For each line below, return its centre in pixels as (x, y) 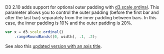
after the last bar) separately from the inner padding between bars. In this (81, 18)
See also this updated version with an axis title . (53, 46)
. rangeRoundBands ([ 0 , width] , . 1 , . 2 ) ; (56, 37)
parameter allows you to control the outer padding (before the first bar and (82, 12)
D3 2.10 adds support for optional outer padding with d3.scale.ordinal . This (82, 7)
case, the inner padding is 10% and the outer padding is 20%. (69, 23)
